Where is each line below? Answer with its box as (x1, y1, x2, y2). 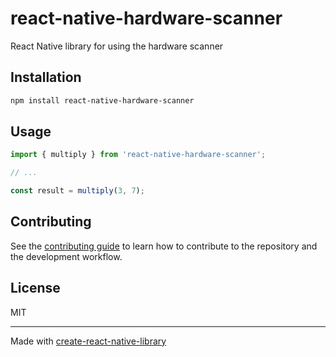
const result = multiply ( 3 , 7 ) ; (10, 186, 145, 196)
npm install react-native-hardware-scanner (10, 95, 195, 106)
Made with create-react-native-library (10, 335, 167, 347)
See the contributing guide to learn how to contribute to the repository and (10, 240, 318, 252)
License (10, 280, 61, 297)
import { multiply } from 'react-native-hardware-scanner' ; (10, 150, 267, 160)
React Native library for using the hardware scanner (10, 40, 224, 52)
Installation (10, 69, 82, 86)
